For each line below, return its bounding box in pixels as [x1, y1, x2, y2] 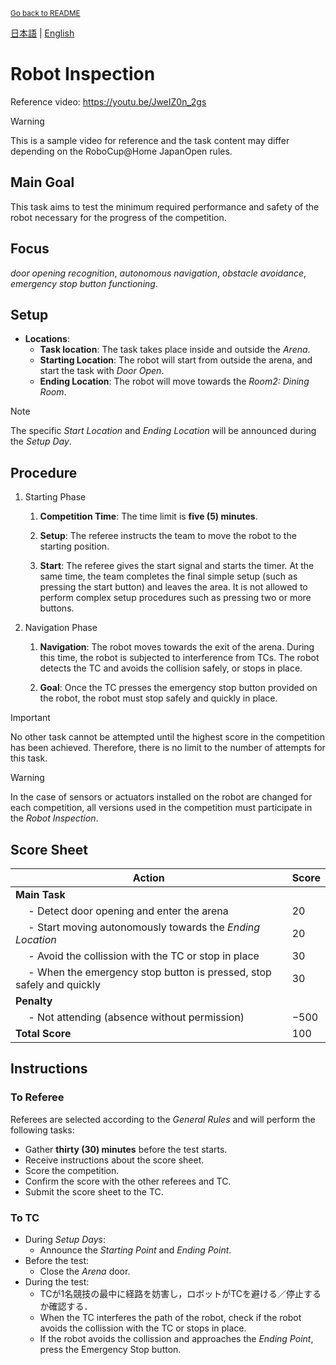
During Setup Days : [24, 1233, 106, 1245]
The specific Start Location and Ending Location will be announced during [10, 425, 317, 437]
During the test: [24, 1275, 90, 1288]
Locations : [24, 333, 70, 345]
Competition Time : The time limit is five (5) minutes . [39, 510, 258, 523]
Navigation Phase [24, 622, 98, 634]
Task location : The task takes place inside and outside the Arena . [39, 344, 311, 356]
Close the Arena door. [39, 1265, 131, 1277]
